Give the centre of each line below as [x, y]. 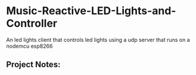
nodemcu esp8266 [29, 46]
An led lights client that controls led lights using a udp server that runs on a [98, 40]
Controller [32, 23]
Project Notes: [33, 65]
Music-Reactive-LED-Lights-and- [91, 11]
